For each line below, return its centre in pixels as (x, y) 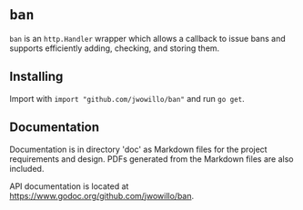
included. (27, 168)
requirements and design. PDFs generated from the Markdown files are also (151, 159)
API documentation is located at (69, 186)
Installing (36, 77)
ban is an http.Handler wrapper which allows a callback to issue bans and (148, 38)
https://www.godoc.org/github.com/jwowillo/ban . (102, 195)
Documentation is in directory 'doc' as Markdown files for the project (138, 149)
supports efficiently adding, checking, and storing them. (115, 48)
